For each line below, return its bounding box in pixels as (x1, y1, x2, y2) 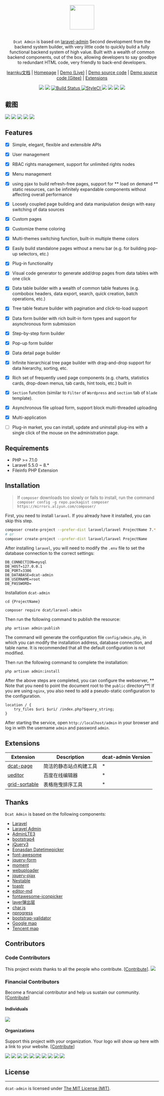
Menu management (12, 171, 52, 177)
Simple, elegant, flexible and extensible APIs (12, 141, 102, 147)
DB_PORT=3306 (5, 569, 32, 573)
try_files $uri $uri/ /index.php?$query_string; (14, 707, 115, 712)
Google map (12, 920, 37, 926)
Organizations (5, 1027, 35, 1033)
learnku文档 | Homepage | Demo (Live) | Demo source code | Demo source (6, 69, 158, 75)
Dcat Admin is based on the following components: (5, 811, 106, 817)
